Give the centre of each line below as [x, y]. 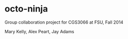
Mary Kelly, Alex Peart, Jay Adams [39, 31]
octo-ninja [26, 9]
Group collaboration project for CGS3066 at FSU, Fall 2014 [64, 22]
